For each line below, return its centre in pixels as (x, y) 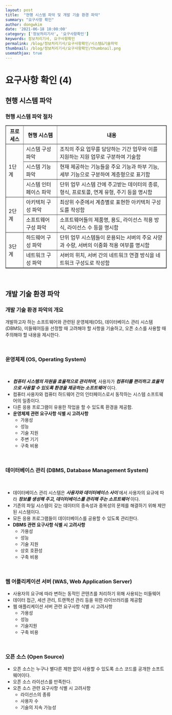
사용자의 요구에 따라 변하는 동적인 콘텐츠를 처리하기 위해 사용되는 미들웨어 (87, 593)
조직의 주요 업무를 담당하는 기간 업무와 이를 (109, 149)
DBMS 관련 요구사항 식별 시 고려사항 (49, 525)
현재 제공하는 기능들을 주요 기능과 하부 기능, (109, 167)
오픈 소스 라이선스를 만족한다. (42, 682)
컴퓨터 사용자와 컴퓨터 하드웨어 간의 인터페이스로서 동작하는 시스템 (79, 395)
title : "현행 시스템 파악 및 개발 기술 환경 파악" (53, 15)
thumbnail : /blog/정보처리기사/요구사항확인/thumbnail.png (63, 48)
